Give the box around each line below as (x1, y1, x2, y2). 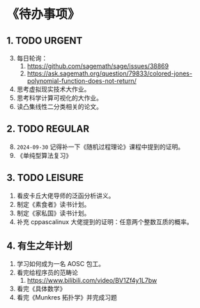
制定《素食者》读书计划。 (16, 200, 91, 208)
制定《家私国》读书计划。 (16, 209, 91, 217)
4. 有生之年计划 (6, 240, 72, 252)
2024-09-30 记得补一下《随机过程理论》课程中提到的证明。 (16, 142, 185, 151)
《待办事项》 (6, 6, 81, 22)
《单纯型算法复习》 (16, 151, 72, 159)
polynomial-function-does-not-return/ (26, 77, 137, 85)
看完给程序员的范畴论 (16, 268, 78, 277)
